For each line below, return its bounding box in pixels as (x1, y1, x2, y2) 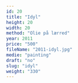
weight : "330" (6, 68, 41, 74)
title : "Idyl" (6, 14, 41, 20)
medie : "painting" (6, 52, 51, 58)
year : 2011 (6, 36, 33, 41)
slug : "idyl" (6, 63, 38, 69)
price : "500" (6, 41, 38, 47)
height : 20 (6, 19, 33, 25)
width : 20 (6, 25, 31, 31)
